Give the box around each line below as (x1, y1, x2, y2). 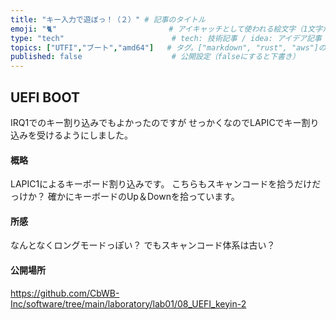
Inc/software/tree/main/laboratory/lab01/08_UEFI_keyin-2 (10, 297, 247, 310)
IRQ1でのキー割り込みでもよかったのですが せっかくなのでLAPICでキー (10, 116, 302, 128)
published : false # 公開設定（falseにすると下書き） (10, 52, 300, 62)
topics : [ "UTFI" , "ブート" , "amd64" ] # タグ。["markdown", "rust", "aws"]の (10, 42, 327, 53)
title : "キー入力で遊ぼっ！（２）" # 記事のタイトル (10, 14, 206, 25)
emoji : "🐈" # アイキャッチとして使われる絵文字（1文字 (10, 24, 323, 34)
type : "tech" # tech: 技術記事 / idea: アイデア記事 (10, 33, 322, 43)
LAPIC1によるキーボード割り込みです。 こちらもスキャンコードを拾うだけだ (10, 178, 322, 190)
